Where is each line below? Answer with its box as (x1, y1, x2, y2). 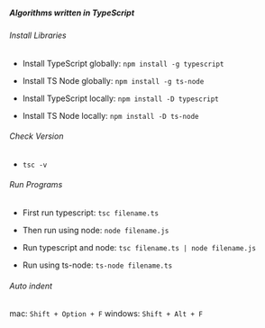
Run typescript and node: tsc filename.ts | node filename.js (22, 241, 257, 252)
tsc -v (22, 160, 48, 169)
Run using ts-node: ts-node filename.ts (22, 260, 173, 270)
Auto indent (9, 280, 52, 291)
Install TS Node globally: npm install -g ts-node (22, 75, 205, 86)
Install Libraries (9, 30, 67, 41)
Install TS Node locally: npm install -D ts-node (22, 110, 199, 121)
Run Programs (9, 179, 63, 190)
